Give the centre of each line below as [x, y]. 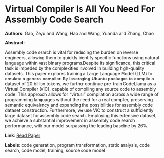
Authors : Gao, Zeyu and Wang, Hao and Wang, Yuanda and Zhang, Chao [80, 33]
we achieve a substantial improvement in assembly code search [70, 120]
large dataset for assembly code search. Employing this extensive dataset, [81, 115]
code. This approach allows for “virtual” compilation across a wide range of [82, 94]
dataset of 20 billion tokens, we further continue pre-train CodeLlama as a [81, 84]
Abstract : [15, 42]
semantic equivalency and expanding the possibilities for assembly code [79, 105]
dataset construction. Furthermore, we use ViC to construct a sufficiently [79, 110]
